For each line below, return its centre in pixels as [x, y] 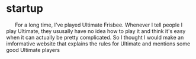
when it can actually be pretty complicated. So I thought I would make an [95, 37]
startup [25, 9]
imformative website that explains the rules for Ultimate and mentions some [98, 44]
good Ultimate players [33, 50]
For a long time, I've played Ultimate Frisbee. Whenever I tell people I [99, 25]
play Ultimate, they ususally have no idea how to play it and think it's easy [96, 31]
